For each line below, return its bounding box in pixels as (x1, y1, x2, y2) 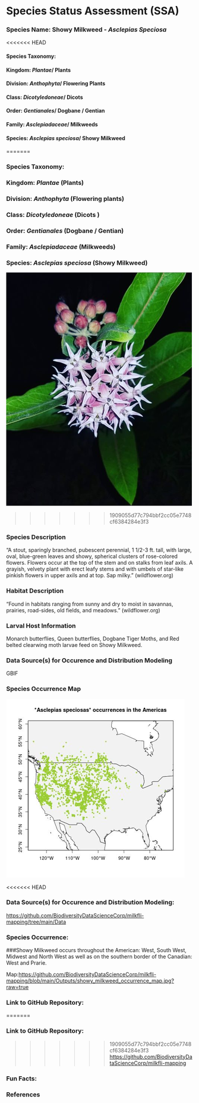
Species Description (6, 533, 67, 541)
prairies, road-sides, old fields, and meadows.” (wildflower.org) (6, 606, 160, 614)
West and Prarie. (6, 959, 47, 966)
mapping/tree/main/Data (6, 918, 67, 925)
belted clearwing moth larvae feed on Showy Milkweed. (6, 641, 143, 648)
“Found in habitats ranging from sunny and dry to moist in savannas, (6, 600, 173, 608)
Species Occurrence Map (6, 684, 81, 693)
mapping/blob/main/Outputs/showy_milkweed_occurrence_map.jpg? (6, 977, 174, 984)
